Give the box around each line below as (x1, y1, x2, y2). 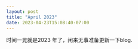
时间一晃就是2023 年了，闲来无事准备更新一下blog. (6, 37, 133, 44)
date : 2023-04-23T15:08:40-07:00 (6, 19, 90, 25)
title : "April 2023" (6, 14, 58, 20)
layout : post (6, 8, 39, 15)
